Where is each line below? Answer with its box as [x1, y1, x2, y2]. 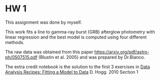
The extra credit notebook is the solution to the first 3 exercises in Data [5, 64, 150, 70]
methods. [5, 39, 25, 45]
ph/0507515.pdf [5, 54, 38, 60]
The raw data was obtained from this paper [5, 49, 94, 55]
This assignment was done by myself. [5, 19, 82, 25]
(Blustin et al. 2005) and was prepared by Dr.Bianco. [38, 54, 145, 60]
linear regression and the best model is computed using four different [5, 34, 147, 40]
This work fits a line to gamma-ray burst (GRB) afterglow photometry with [5, 29, 155, 35]
